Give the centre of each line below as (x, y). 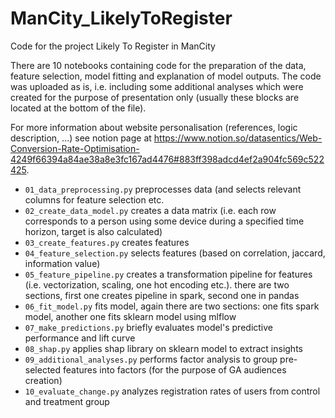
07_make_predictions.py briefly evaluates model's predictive (148, 327)
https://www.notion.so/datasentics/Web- (238, 138)
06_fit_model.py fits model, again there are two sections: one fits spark (172, 306)
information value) (62, 263)
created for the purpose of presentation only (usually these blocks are (155, 97)
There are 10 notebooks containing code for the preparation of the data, (158, 65)
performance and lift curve (80, 338)
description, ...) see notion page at (81, 138)
